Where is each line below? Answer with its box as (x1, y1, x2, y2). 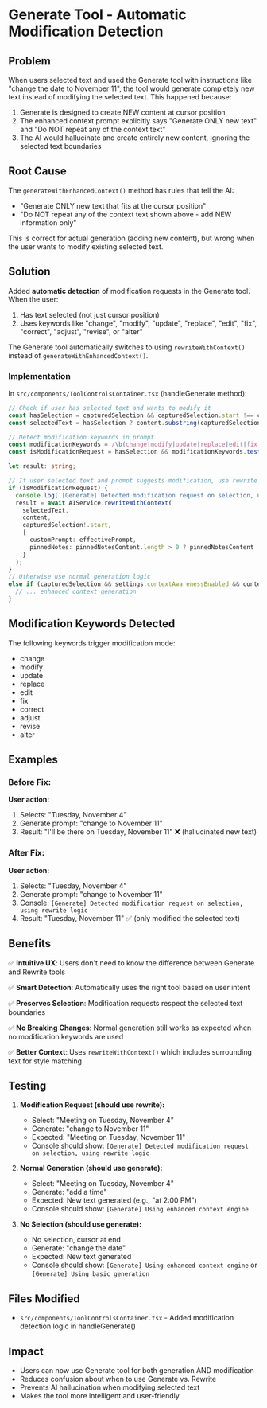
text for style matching (8, 1056, 82, 1066)
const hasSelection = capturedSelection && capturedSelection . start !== (8, 411, 254, 419)
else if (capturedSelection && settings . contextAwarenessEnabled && (8, 580, 240, 588)
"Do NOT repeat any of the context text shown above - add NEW (19, 209, 232, 219)
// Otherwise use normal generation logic (8, 573, 151, 581)
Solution (8, 265, 51, 279)
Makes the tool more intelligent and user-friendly (19, 1390, 180, 1400)
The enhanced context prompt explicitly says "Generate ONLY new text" (19, 116, 257, 125)
